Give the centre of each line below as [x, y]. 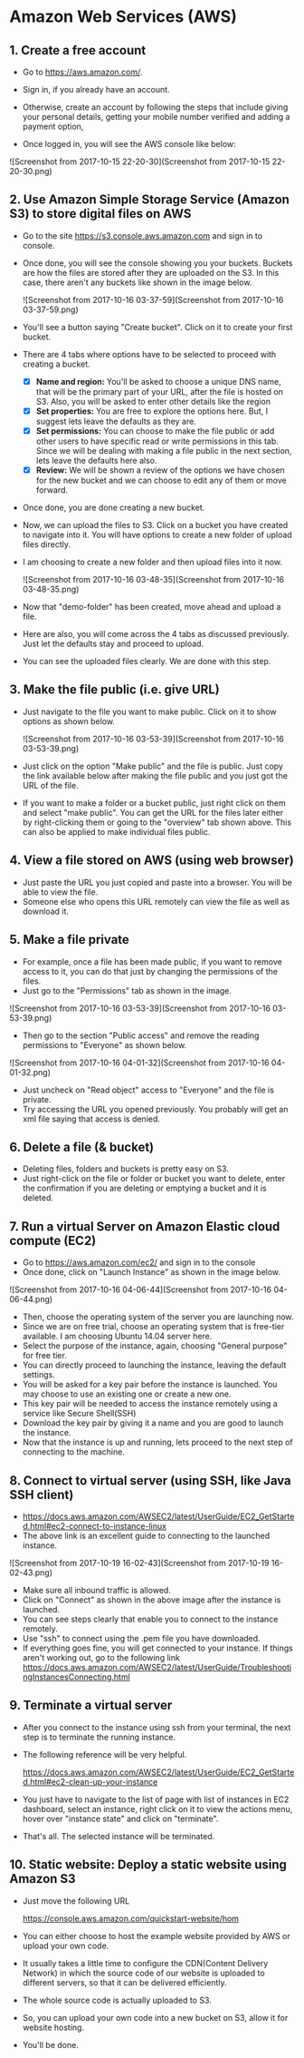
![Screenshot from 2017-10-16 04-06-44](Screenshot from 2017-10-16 [141, 1289]
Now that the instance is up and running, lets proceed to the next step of [157, 1442]
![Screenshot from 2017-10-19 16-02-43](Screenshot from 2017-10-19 [139, 1563]
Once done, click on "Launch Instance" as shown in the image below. [152, 1272]
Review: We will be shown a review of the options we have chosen [160, 470]
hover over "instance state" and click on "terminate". [120, 1818]
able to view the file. [60, 892]
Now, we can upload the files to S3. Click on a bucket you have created [155, 525]
